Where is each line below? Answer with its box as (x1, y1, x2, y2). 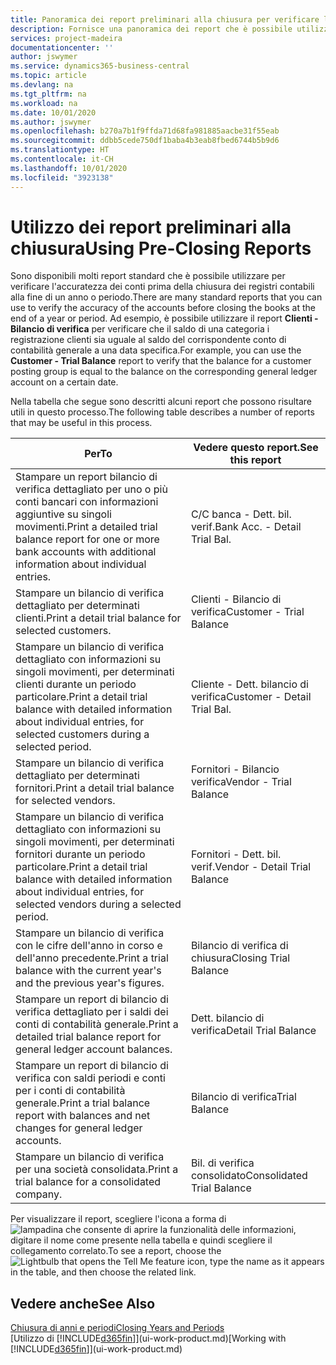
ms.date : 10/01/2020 (10, 107, 97, 118)
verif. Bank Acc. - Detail (190, 520, 302, 534)
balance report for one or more (15, 532, 160, 546)
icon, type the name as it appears (186, 1256, 325, 1268)
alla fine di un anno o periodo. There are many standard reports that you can (10, 291, 323, 303)
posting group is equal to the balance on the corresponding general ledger (10, 366, 318, 378)
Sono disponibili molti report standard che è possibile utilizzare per (10, 270, 286, 282)
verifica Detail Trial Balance (190, 1024, 317, 1038)
